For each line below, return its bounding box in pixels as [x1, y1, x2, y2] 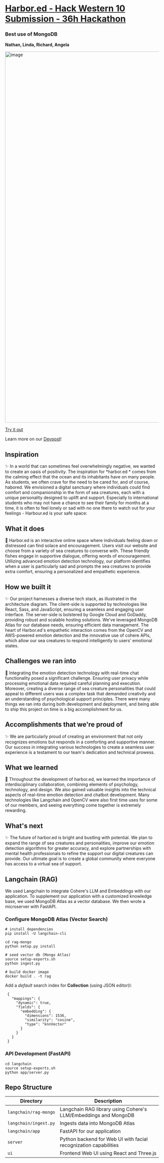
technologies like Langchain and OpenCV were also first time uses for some [5, 797, 158, 803]
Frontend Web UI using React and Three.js [60, 1150, 157, 1157]
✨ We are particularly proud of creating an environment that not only [5, 733, 143, 739]
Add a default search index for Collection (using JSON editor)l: [5, 983, 132, 989]
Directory [20, 1098, 43, 1104]
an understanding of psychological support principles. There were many [5, 696, 150, 702]
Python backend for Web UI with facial [60, 1136, 148, 1142]
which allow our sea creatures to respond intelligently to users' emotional [5, 637, 152, 643]
